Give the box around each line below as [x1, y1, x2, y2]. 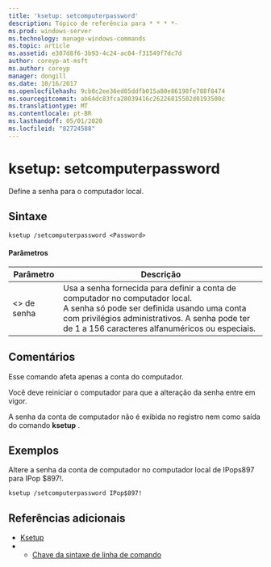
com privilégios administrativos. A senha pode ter [63, 312, 251, 324]
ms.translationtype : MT [8, 102, 89, 110]
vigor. [8, 396, 27, 405]
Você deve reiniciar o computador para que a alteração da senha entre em [8, 387, 256, 397]
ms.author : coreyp [8, 65, 70, 73]
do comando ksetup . [8, 420, 81, 429]
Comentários [8, 350, 76, 364]
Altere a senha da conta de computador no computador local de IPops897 [8, 465, 255, 475]
